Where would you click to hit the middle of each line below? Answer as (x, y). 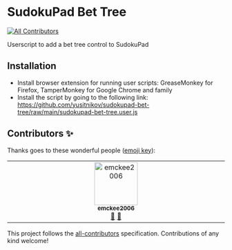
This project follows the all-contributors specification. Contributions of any (113, 233)
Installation (32, 66)
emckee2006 (116, 208)
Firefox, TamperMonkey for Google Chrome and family (95, 90)
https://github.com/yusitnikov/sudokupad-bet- (83, 105)
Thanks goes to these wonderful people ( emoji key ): (81, 150)
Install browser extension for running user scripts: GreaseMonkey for (115, 83)
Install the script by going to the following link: (83, 97)
